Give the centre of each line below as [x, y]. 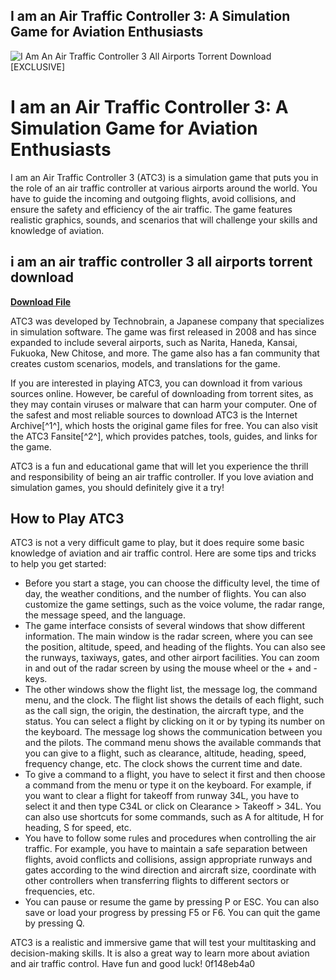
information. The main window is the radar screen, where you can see [168, 636]
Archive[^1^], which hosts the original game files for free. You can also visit [164, 425]
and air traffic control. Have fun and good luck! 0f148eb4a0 [133, 964]
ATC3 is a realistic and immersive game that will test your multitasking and [163, 943]
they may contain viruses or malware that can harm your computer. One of [164, 404]
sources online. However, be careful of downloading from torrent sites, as [162, 393]
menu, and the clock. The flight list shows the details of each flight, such [174, 700]
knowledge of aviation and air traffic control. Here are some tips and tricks [163, 553]
